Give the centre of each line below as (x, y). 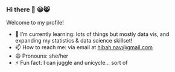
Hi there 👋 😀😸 (28, 10)
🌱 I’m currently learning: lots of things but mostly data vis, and (92, 34)
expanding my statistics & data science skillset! (74, 41)
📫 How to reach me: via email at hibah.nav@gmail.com (84, 47)
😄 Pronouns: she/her (41, 56)
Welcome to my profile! (35, 23)
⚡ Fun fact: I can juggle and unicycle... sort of (71, 63)
